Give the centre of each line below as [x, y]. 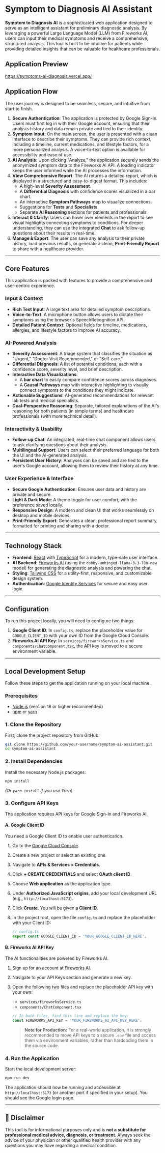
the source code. [41, 1045]
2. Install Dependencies [34, 761]
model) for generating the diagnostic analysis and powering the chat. [82, 568]
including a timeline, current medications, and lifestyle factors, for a [80, 144]
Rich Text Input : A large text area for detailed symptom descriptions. [82, 309]
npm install [17, 781]
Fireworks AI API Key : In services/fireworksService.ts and [73, 641]
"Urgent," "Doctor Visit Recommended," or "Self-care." [68, 359]
